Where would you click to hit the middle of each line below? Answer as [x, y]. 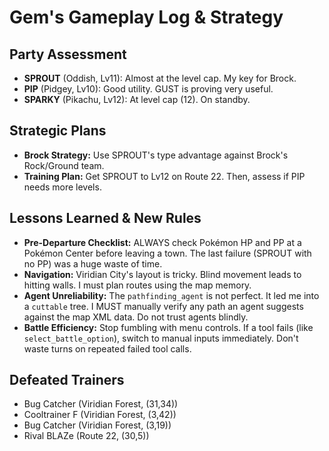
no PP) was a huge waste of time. [93, 263]
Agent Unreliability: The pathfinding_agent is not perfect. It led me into [171, 295]
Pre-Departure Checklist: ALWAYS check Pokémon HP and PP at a [162, 242]
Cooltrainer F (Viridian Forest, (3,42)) [100, 415]
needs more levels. [62, 187]
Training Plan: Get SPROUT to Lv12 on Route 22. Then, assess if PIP [164, 176]
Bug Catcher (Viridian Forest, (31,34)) [101, 404]
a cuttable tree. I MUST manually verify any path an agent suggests [163, 306]
